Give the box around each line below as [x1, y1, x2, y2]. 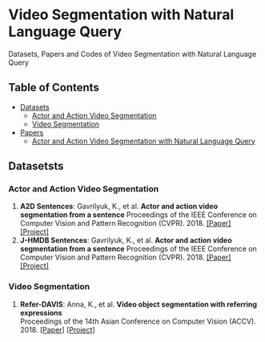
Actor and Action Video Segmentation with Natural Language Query [31, 136, 256, 146]
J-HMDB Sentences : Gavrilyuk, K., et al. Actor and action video [19, 235, 232, 245]
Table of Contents [8, 81, 100, 95]
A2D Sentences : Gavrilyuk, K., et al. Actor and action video [19, 202, 219, 211]
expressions [19, 308, 62, 317]
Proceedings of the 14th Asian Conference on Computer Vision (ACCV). [19, 316, 256, 326]
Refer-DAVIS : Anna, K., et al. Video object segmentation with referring [19, 299, 258, 309]
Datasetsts [8, 159, 64, 173]
